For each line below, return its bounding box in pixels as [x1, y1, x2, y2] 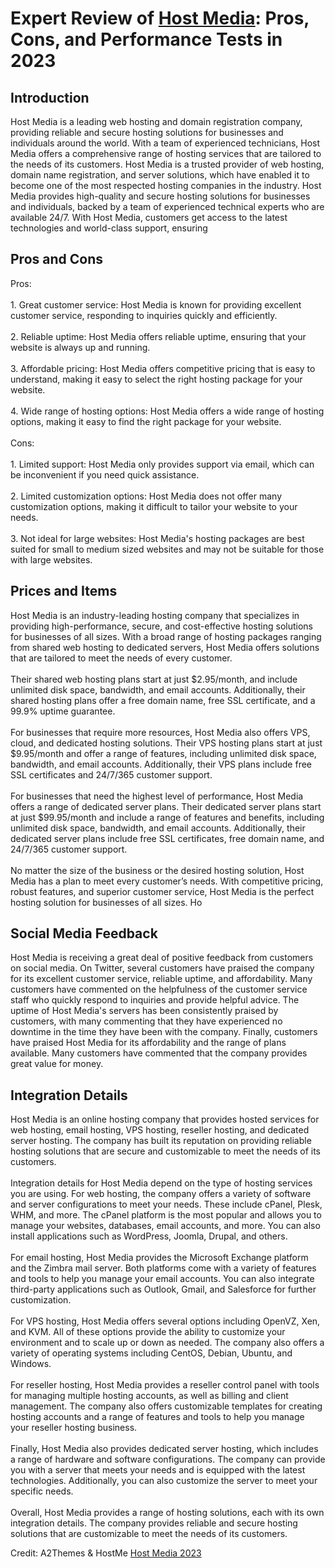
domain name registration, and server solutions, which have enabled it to [10, 169, 310, 181]
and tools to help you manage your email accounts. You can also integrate [10, 1273, 315, 1285]
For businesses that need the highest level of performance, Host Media [10, 790, 304, 802]
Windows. [10, 1358, 52, 1370]
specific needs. [10, 1485, 74, 1497]
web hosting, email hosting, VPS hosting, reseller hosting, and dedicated [10, 1124, 310, 1136]
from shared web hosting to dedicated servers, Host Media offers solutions [10, 641, 320, 653]
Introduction [10, 89, 90, 106]
